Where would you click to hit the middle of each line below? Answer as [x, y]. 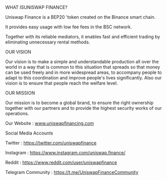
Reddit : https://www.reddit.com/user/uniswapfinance [61, 162]
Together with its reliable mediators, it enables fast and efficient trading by [83, 37]
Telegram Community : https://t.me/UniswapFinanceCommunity [72, 172]
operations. [17, 114]
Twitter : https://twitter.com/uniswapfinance [51, 143]
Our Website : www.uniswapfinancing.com [50, 123]
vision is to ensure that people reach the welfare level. [61, 83]
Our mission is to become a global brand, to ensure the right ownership [79, 103]
